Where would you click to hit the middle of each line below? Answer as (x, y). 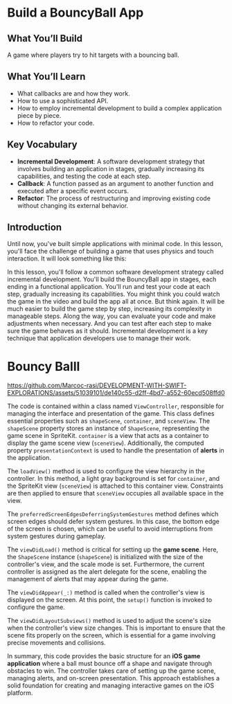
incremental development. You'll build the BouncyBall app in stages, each (112, 279)
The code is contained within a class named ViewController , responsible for (116, 406)
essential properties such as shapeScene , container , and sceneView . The (108, 421)
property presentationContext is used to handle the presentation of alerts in (116, 450)
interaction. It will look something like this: (67, 258)
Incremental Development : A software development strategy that (111, 161)
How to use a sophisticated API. (63, 100)
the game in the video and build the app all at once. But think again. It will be (116, 301)
